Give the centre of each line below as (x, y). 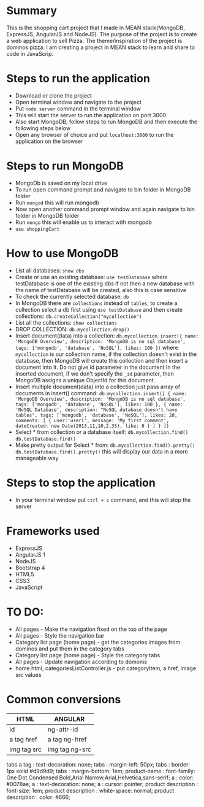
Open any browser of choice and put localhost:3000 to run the (94, 134)
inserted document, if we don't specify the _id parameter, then (95, 373)
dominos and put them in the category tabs (70, 649)
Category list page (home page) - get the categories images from (98, 642)
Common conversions (64, 699)
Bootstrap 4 (30, 568)
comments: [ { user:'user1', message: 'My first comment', (92, 420)
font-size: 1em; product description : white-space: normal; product (90, 790)
